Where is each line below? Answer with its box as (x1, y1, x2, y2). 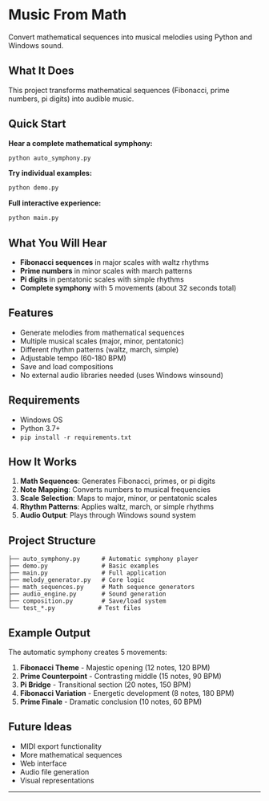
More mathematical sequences (19, 750, 122, 759)
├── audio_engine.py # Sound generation (8, 590, 167, 599)
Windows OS (19, 415, 63, 425)
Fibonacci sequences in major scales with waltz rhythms (19, 258, 210, 266)
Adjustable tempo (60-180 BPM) (19, 353, 126, 363)
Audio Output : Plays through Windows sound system (19, 510, 196, 520)
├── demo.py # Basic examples (8, 562, 159, 571)
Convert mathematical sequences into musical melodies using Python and (8, 32, 253, 42)
